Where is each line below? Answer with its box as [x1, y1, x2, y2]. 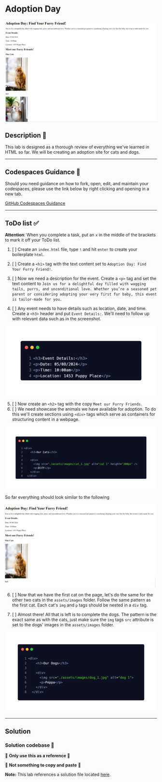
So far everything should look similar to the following [5, 495, 110, 500]
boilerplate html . [12, 252, 45, 257]
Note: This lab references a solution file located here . [5, 772, 111, 778]
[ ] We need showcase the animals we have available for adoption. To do [12, 406, 156, 412]
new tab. [5, 191, 23, 197]
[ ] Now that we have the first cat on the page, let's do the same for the [12, 591, 153, 597]
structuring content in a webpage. [12, 416, 80, 422]
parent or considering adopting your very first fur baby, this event [12, 292, 157, 297]
